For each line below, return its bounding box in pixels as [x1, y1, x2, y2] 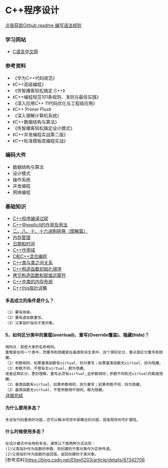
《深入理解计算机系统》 [12, 112, 62, 119]
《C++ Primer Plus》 [12, 106, 51, 112]
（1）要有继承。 [5, 310, 34, 315]
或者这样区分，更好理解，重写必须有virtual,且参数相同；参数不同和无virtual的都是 [5, 371, 159, 376]
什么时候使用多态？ [5, 429, 45, 435]
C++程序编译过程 [12, 216, 49, 222]
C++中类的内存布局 [12, 279, 53, 285]
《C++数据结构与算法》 [12, 119, 60, 125]
